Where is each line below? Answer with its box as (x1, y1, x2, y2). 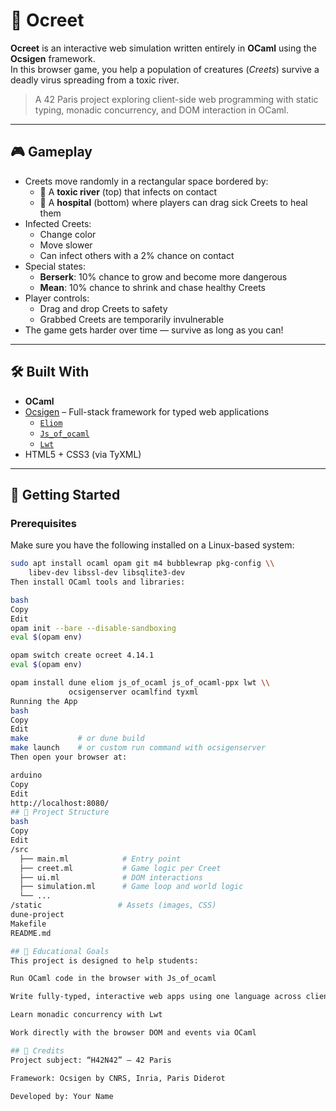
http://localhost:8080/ (10, 798, 110, 808)
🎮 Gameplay (10, 144, 93, 161)
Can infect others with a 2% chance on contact (39, 249, 235, 261)
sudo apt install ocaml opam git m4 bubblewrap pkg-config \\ (10, 559, 275, 569)
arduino (10, 770, 43, 780)
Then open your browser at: (10, 752, 128, 762)
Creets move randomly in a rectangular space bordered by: (24, 175, 269, 187)
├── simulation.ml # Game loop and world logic (19, 882, 244, 892)
